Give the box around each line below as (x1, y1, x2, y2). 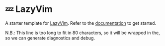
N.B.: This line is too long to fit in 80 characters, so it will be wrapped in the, (5, 30, 160, 36)
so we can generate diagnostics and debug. (5, 35, 95, 41)
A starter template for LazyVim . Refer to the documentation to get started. (5, 20, 157, 26)
